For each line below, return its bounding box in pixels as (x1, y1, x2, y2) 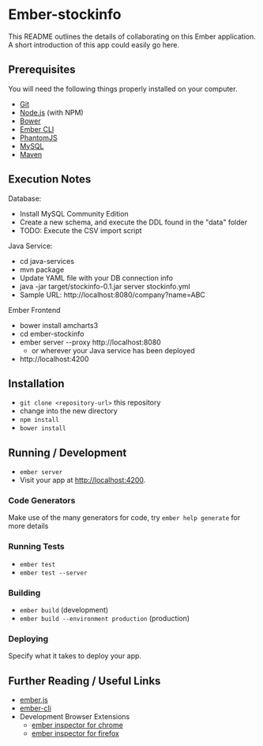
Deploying (8, 634, 49, 644)
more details (8, 522, 49, 531)
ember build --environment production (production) (19, 614, 190, 624)
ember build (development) (19, 605, 109, 615)
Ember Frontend (8, 305, 61, 315)
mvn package (19, 265, 65, 274)
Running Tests (8, 541, 65, 552)
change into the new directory (19, 406, 118, 416)
